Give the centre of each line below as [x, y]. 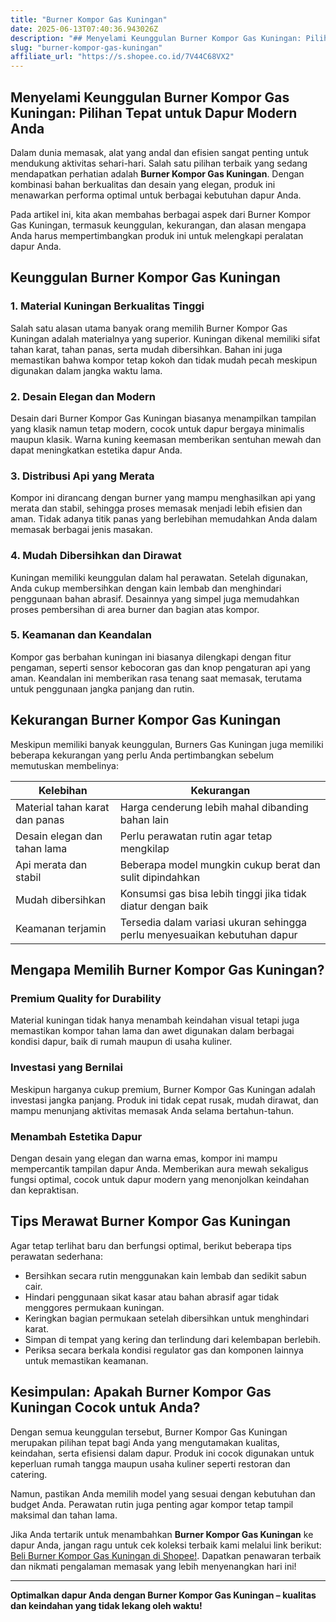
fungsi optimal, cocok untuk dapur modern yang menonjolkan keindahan [160, 1179]
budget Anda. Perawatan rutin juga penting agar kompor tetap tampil [152, 1504]
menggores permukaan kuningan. [94, 1307]
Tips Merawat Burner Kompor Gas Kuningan [151, 1221]
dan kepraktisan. [45, 1190]
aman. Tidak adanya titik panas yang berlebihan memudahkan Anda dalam [164, 519]
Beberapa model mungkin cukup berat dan [220, 864]
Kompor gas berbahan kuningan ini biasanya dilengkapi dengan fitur [151, 657]
